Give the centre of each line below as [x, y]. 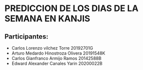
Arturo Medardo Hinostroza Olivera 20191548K [58, 53]
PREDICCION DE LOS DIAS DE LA [72, 8]
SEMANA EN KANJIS [47, 19]
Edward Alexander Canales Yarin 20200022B [57, 63]
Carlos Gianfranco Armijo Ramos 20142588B [56, 58]
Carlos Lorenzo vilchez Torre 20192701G [52, 48]
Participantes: [27, 36]
